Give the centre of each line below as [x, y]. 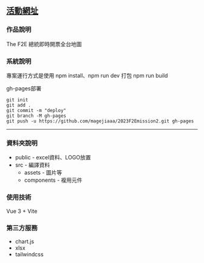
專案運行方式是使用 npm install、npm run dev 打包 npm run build [87, 75]
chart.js [25, 241]
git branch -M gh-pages [36, 116]
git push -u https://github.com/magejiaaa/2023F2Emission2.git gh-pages [100, 121]
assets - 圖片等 [43, 173]
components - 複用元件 [53, 180]
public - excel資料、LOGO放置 [53, 158]
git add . [19, 105]
